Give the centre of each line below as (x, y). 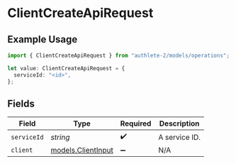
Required (136, 124)
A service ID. (179, 137)
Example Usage (43, 39)
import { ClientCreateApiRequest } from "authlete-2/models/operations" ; (119, 55)
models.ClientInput (82, 151)
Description (179, 124)
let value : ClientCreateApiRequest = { (66, 68)
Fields (21, 103)
